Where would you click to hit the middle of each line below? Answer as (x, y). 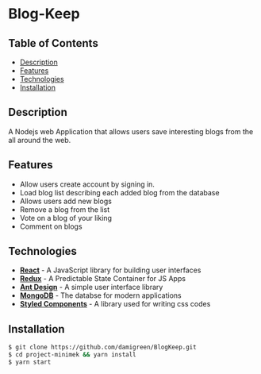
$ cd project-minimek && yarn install (72, 355)
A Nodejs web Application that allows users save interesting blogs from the (131, 131)
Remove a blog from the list (65, 209)
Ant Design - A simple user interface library (91, 287)
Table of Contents (54, 43)
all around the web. (40, 140)
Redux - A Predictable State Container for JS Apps (103, 279)
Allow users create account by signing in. (87, 184)
